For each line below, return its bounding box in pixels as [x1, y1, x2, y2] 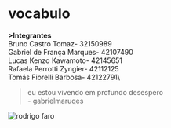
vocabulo [8, 5, 71, 23]
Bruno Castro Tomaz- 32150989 [8, 38, 112, 48]
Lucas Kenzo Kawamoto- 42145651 [8, 56, 123, 65]
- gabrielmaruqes [27, 96, 84, 105]
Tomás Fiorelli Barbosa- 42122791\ [8, 72, 120, 82]
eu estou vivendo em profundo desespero [27, 87, 163, 97]
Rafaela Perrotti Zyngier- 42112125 [8, 64, 119, 73]
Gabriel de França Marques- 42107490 [8, 47, 133, 57]
